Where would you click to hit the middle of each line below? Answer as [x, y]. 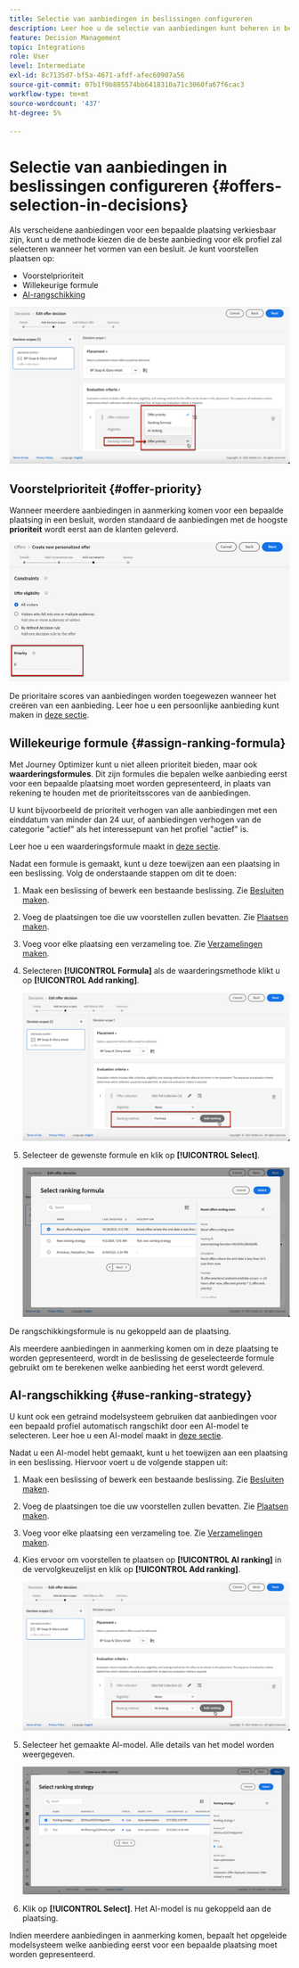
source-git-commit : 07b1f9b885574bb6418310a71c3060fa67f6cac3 [127, 85]
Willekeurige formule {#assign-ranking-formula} [148, 743]
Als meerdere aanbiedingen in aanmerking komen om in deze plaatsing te [144, 1348]
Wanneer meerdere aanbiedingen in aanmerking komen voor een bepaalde [147, 511]
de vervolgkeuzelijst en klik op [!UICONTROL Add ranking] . [131, 1569]
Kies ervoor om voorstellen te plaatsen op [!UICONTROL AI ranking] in [152, 1560]
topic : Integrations [48, 47]
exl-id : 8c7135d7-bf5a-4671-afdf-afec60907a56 [97, 76]
